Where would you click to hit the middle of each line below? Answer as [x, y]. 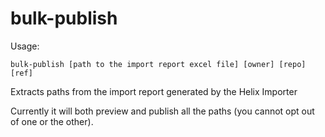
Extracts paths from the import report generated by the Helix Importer [154, 91]
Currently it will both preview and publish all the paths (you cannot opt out [162, 111]
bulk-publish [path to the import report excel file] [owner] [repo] [158, 64]
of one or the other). [52, 121]
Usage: [25, 46]
